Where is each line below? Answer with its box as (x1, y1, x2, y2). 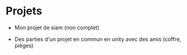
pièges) (14, 42, 34, 49)
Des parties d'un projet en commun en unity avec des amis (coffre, (14, 35, 182, 42)
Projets (5, 4, 43, 18)
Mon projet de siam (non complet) (14, 24, 100, 31)
